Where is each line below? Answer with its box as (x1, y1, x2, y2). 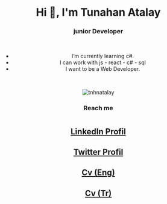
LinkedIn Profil (70, 127, 127, 137)
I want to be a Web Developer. (65, 65, 140, 73)
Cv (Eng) (81, 168, 116, 178)
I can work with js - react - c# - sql (59, 59, 146, 66)
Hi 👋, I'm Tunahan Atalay (36, 5, 161, 19)
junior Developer (73, 27, 124, 36)
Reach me (83, 104, 113, 113)
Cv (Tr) (84, 188, 112, 199)
